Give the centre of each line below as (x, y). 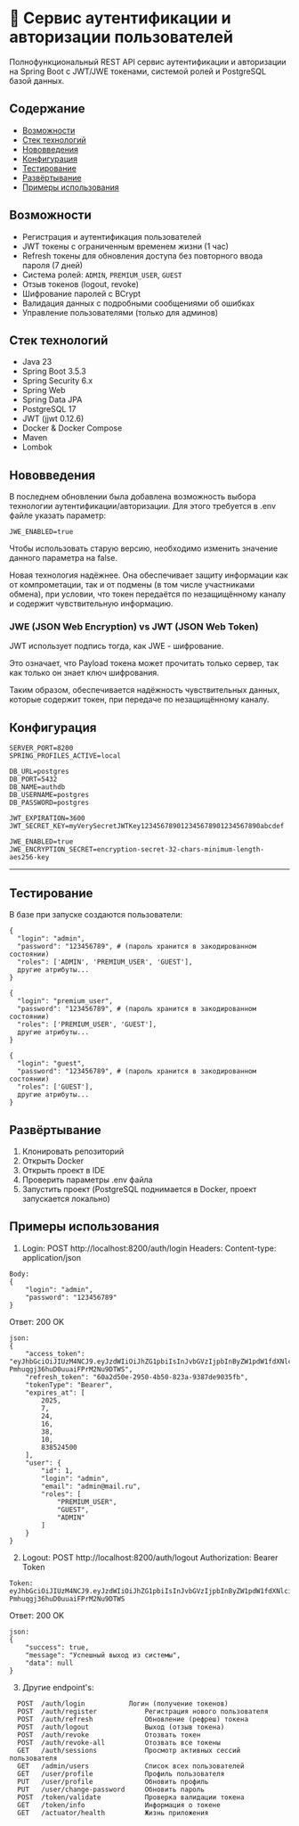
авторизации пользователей (121, 37)
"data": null (49, 1663)
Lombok (37, 447)
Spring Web (44, 391)
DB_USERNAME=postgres (49, 795)
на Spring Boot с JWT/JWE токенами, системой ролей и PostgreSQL (138, 71)
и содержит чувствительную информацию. (91, 604)
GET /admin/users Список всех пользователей (131, 1766)
